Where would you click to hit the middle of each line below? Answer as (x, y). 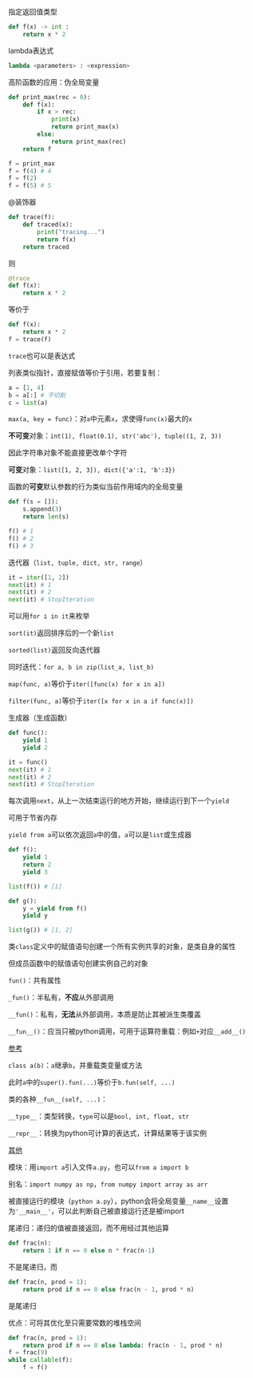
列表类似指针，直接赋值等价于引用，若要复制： (85, 372)
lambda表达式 (31, 50)
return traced (46, 247)
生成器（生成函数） (40, 718)
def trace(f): (32, 217)
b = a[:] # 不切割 (37, 395)
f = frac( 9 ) (28, 1352)
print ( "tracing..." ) (71, 232)
